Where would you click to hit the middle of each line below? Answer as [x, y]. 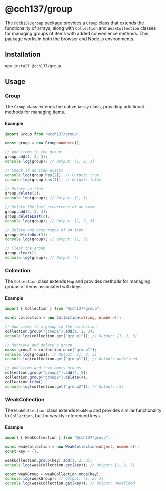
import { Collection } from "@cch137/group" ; [53, 309]
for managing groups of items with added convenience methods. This [77, 33]
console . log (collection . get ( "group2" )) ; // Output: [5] [64, 387]
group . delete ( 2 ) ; [23, 193]
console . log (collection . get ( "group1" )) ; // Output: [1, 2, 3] [71, 336]
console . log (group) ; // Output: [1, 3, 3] [50, 221]
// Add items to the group [33, 152]
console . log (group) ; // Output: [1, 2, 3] [50, 162]
